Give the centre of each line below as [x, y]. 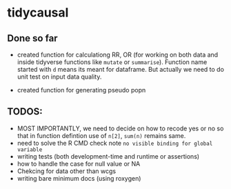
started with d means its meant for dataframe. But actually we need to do [120, 69]
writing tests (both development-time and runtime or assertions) [108, 156]
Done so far [32, 38]
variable [30, 150]
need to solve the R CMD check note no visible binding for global [115, 143]
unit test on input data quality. [59, 77]
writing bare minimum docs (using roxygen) [79, 178]
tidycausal [38, 13]
